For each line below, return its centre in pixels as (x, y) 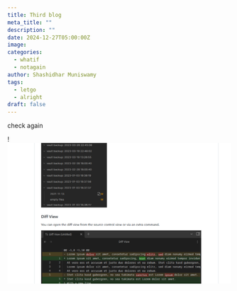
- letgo (25, 90)
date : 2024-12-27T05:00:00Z (49, 38)
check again (26, 126)
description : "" (31, 30)
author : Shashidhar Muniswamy (52, 74)
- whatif (27, 60)
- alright (28, 97)
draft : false (27, 105)
